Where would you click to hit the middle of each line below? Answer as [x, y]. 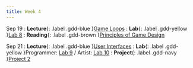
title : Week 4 [24, 12]
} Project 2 [18, 59]
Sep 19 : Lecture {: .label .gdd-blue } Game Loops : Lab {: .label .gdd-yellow [97, 28]
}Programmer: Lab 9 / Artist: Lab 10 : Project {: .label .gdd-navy [100, 52]
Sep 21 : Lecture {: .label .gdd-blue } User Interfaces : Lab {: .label [85, 46]
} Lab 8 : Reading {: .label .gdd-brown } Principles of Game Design [86, 35]
